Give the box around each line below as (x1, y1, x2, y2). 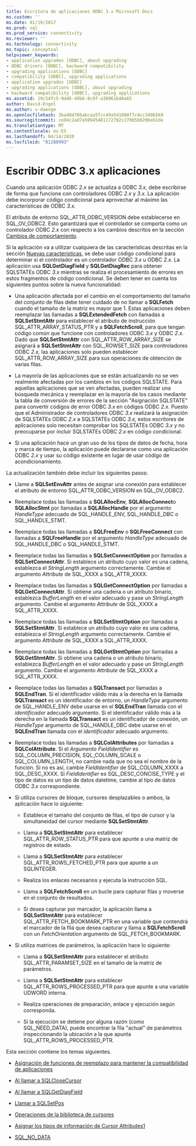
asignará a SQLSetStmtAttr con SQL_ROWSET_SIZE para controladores (14, 342, 188, 349)
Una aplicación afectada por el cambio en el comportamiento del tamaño (14, 292, 191, 299)
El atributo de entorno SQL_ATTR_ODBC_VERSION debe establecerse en (6, 214, 180, 221)
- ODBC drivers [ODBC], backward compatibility (6, 63, 125, 69)
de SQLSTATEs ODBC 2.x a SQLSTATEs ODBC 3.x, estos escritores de (14, 415, 184, 422)
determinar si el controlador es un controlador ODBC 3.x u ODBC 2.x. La (6, 256, 180, 263)
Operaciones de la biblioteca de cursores (14, 1111, 114, 1118)
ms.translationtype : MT (6, 123, 64, 129)
